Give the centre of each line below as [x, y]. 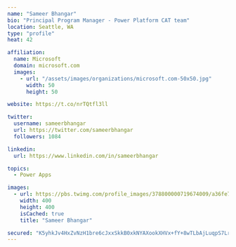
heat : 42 [20, 40]
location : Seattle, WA [40, 27]
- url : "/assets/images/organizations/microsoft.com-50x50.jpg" [116, 79]
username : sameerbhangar [50, 123]
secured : [20, 233]
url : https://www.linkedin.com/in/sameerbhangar [86, 156]
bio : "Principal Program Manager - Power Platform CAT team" [99, 20]
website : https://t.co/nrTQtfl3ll [58, 105]
